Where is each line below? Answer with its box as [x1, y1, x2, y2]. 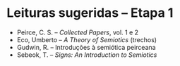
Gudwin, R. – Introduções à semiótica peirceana [16, 43, 156, 51]
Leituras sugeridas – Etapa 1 [6, 5, 174, 21]
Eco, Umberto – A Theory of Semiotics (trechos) [16, 35, 157, 44]
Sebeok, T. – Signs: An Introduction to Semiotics [16, 51, 157, 59]
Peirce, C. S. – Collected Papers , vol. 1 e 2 [16, 28, 139, 37]
